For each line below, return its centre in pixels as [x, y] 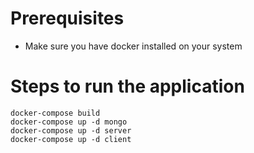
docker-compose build [55, 113]
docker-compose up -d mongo [69, 122]
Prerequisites [67, 18]
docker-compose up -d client [71, 139]
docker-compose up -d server [71, 130]
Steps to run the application [127, 86]
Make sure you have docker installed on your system [133, 46]
